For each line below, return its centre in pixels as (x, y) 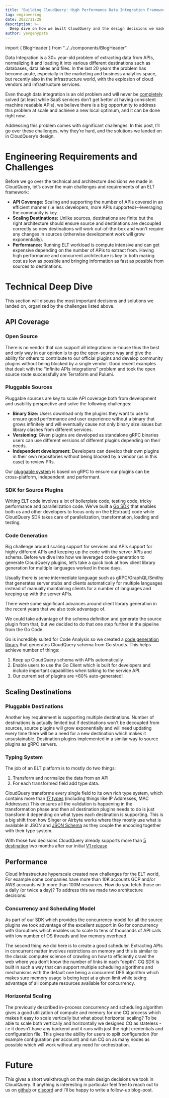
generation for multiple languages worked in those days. (64, 568)
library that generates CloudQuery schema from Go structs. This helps (78, 645)
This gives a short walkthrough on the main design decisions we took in (79, 1079)
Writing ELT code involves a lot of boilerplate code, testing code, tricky (78, 501)
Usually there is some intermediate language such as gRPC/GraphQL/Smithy (84, 578)
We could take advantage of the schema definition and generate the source (83, 619)
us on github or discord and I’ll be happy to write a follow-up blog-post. (79, 1090)
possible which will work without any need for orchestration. (68, 1044)
